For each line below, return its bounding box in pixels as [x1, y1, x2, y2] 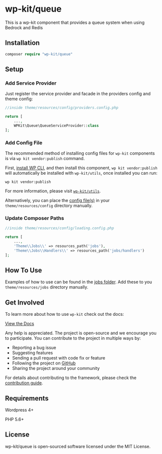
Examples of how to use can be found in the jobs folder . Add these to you [5, 279, 152, 285]
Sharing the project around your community [12, 365, 100, 371]
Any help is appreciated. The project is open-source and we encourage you [5, 330, 157, 336]
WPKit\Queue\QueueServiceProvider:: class [14, 123, 99, 128]
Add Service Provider [5, 79, 57, 86]
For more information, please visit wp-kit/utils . [5, 188, 101, 194]
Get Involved [5, 298, 45, 307]
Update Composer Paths [5, 215, 64, 221]
